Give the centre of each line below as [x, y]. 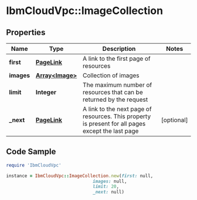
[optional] [174, 120]
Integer [46, 92]
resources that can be [113, 92]
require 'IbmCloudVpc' [34, 165]
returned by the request [116, 99]
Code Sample [31, 152]
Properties [26, 32]
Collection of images [111, 75]
